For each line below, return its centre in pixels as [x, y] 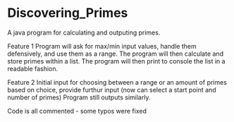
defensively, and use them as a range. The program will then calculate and [116, 54]
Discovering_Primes [68, 13]
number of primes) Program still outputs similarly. [79, 97]
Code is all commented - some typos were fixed [77, 111]
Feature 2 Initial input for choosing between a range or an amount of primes [117, 82]
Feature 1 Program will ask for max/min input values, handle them [102, 46]
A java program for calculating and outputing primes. [84, 32]
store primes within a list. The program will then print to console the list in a [116, 61]
